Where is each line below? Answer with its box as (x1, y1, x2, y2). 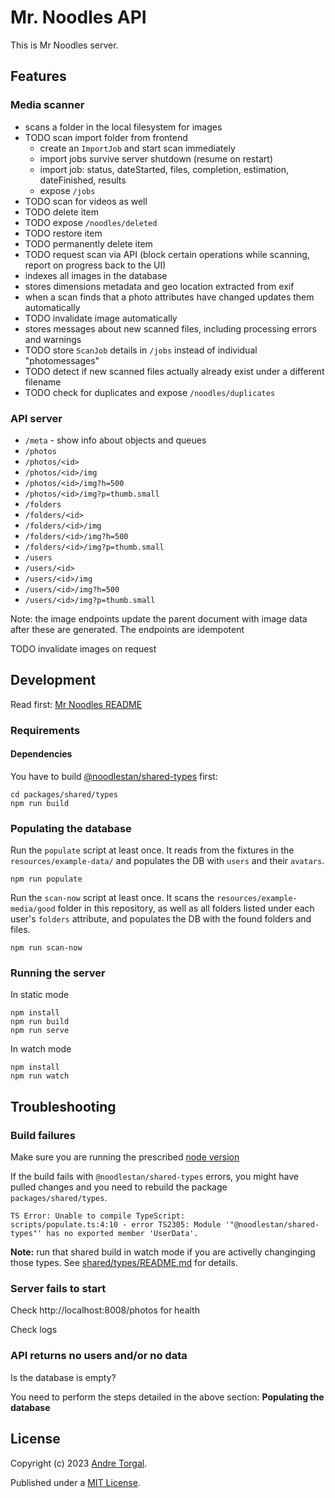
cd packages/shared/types (10, 789, 118, 800)
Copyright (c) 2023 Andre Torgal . (10, 1457, 148, 1469)
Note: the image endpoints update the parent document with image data (10, 612, 308, 625)
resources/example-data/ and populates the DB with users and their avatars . (10, 855, 325, 867)
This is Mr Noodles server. (10, 39, 119, 51)
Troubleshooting (10, 1098, 117, 1115)
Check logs (10, 1324, 58, 1336)
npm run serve (10, 1026, 70, 1036)
